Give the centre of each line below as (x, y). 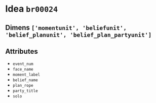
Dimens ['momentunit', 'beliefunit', (66, 28)
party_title (25, 91)
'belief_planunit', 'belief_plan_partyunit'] (79, 35)
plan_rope (23, 86)
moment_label (26, 75)
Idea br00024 (32, 9)
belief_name (25, 80)
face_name (23, 70)
